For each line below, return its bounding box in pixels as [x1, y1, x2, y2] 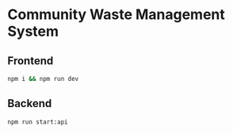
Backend [7, 97, 52, 110]
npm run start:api [7, 117, 68, 126]
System [7, 22, 59, 40]
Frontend [7, 54, 54, 67]
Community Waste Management [7, 6, 225, 24]
